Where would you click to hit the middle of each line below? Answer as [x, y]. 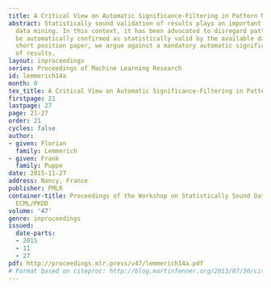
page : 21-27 [28, 114]
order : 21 [25, 121]
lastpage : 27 [30, 106]
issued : [21, 226]
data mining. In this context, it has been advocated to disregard [131, 31]
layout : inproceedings [46, 61]
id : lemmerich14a [38, 76]
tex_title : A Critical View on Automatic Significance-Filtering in [126, 91]
